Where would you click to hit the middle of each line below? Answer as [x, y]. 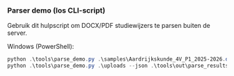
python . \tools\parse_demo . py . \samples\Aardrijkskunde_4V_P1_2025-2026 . [117, 59]
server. [17, 33]
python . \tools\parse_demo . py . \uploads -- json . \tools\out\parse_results [118, 66]
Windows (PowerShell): [41, 47]
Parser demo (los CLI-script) [56, 10]
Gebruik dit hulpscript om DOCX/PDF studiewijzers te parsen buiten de [109, 26]
